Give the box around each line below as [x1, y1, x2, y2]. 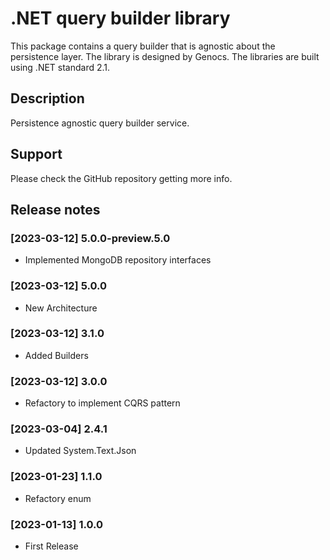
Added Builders [24, 349, 89, 361]
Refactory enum [24, 492, 92, 504]
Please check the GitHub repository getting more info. [10, 172, 233, 184]
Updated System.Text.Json [24, 445, 137, 457]
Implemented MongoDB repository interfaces [24, 254, 212, 266]
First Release [24, 540, 79, 552]
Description [10, 90, 85, 107]
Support [10, 146, 63, 163]
